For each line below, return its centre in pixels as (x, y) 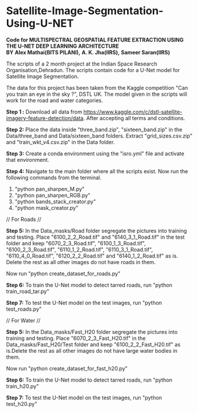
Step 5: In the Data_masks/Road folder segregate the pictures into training (97, 230)
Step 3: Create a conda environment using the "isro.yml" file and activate (95, 153)
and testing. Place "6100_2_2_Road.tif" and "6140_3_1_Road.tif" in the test (95, 237)
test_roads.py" (24, 309)
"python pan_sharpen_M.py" (49, 189)
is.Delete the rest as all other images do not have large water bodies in (92, 350)
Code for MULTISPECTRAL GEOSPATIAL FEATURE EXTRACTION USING (95, 40)
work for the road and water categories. (55, 100)
